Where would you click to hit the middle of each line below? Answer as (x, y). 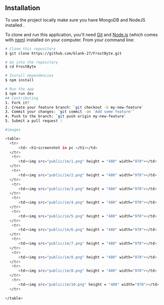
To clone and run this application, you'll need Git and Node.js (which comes (82, 34)
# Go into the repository (31, 62)
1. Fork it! (17, 102)
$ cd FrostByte (21, 67)
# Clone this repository (30, 49)
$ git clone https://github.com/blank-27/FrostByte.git (63, 53)
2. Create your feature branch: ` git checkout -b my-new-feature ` (74, 107)
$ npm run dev (20, 93)
